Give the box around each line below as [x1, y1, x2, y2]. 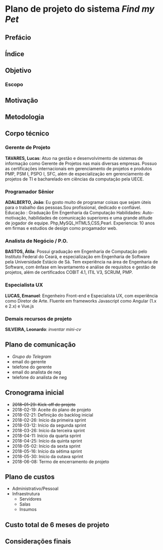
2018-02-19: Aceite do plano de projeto [12, 407, 91, 413]
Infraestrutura [12, 491, 40, 497]
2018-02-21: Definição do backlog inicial [12, 412, 93, 418]
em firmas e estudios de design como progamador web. [5, 225, 118, 231]
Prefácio [5, 33, 32, 42]
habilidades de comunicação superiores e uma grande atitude [28, 215, 153, 221]
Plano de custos [5, 473, 55, 481]
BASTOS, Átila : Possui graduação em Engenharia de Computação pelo [5, 248, 147, 255]
